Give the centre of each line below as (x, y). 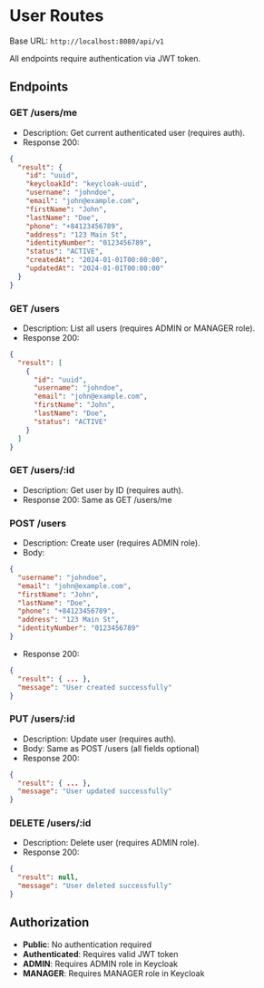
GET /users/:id (42, 470)
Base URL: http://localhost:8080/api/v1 (87, 41)
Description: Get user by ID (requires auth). (103, 489)
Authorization (49, 922)
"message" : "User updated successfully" (95, 791)
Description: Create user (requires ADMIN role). (112, 543)
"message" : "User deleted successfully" (95, 886)
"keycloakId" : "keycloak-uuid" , (87, 184)
